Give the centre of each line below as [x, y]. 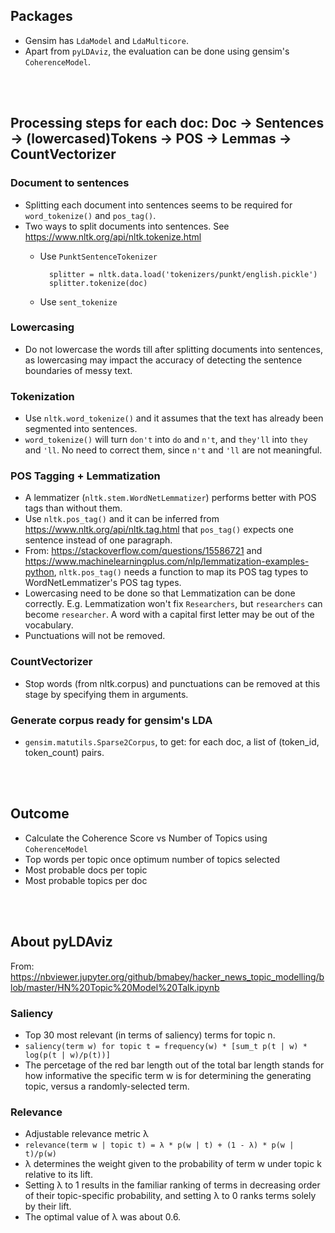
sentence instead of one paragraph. [98, 540]
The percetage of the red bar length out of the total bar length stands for [174, 1065]
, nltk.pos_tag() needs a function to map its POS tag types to [181, 572]
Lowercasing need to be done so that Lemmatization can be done [160, 593]
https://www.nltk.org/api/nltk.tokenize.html [113, 236]
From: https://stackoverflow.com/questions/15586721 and [143, 551]
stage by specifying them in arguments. [106, 694]
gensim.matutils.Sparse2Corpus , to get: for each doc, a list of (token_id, [172, 741]
